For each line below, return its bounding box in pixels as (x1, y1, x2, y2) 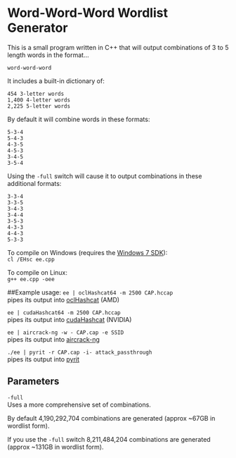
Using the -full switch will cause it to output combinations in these (7, 171, 202, 180)
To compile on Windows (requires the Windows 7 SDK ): (7, 248, 168, 256)
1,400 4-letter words (7, 97, 71, 104)
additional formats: (7, 179, 62, 187)
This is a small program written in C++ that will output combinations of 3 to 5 (7, 43, 229, 51)
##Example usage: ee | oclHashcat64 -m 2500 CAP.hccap (7, 287, 173, 297)
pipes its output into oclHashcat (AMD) (7, 295, 120, 304)
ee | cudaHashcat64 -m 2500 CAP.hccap (7, 309, 121, 316)
